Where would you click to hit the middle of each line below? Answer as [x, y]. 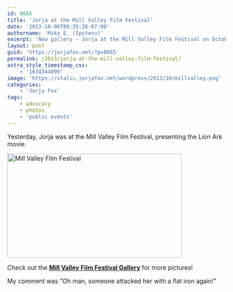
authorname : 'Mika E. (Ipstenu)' [55, 33]
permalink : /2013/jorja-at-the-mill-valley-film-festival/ [94, 59]
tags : [15, 98]
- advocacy [35, 104]
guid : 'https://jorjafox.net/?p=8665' [63, 53]
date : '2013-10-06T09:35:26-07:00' [59, 26]
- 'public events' [46, 117]
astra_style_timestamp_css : [48, 65]
